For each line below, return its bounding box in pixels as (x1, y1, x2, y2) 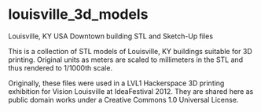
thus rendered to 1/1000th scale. (8, 63, 113, 72)
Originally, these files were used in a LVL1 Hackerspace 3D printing (8, 78, 225, 88)
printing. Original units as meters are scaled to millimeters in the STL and (8, 55, 244, 64)
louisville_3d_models (8, 5, 149, 23)
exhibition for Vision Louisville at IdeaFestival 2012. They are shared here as (8, 86, 254, 96)
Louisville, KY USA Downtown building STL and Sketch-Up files (8, 31, 214, 41)
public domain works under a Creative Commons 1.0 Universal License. (8, 95, 239, 104)
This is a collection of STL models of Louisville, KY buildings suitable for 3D (8, 46, 253, 56)
